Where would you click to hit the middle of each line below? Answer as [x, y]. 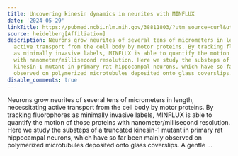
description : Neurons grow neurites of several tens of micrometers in [115, 40]
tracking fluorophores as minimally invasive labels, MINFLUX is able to [110, 115]
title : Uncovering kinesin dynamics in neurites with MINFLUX [101, 14]
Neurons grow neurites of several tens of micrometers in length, [101, 100]
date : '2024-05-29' [36, 21]
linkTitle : [23, 27]
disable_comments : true [42, 80]
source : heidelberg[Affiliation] [57, 34]
